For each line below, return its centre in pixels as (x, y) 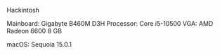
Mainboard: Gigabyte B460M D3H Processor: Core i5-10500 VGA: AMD (110, 23)
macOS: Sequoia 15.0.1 (39, 44)
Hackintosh (23, 10)
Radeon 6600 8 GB (34, 31)
